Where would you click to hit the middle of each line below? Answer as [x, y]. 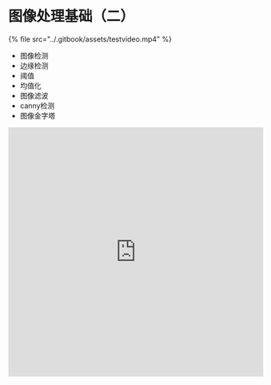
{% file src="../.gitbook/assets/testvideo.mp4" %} [90, 39]
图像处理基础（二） [72, 16]
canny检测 [37, 106]
